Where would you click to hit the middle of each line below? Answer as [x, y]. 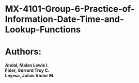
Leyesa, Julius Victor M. [30, 76]
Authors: [23, 52]
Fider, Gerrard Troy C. [27, 70]
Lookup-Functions [43, 30]
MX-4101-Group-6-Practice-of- [70, 9]
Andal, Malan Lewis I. [27, 65]
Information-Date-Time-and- [65, 19]
